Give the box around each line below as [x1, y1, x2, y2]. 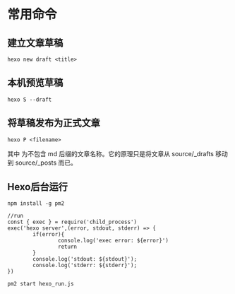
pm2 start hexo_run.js [7, 281, 74, 288]
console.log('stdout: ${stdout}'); [32, 256, 138, 263]
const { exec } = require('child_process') [7, 218, 138, 226]
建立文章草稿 [7, 37, 64, 49]
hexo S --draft [7, 96, 52, 103]
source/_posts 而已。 [15, 158, 78, 167]
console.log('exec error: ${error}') [57, 237, 169, 245]
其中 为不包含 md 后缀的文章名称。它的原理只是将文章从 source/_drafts [7, 149, 214, 158]
